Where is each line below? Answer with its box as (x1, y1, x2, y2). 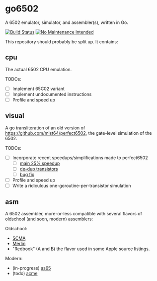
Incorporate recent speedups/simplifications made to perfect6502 (12, 155, 148, 161)
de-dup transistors (19, 166, 58, 172)
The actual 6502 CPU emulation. (5, 66, 72, 72)
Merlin (12, 240, 26, 246)
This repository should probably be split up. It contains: (5, 38, 118, 45)
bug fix (19, 171, 35, 177)
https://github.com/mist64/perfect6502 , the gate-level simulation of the (5, 130, 152, 136)
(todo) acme (12, 270, 38, 276)
